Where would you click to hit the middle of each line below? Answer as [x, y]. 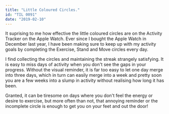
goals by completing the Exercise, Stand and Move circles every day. [77, 49]
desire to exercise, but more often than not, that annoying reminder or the [81, 101]
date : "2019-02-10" [26, 19]
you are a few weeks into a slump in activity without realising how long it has [85, 80]
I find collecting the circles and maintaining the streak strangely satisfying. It [84, 59]
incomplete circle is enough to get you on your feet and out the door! [77, 106]
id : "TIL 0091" [21, 15]
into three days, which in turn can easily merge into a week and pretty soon [83, 75]
